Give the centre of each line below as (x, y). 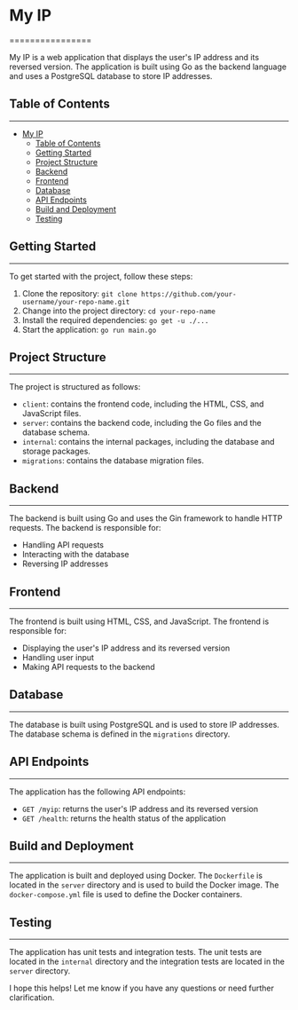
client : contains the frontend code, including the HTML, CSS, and (143, 404)
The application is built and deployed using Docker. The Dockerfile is (136, 876)
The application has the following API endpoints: (98, 792)
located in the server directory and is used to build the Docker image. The (144, 885)
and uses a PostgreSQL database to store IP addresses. (111, 75)
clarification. (32, 998)
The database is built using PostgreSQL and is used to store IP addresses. (144, 724)
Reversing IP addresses (65, 564)
